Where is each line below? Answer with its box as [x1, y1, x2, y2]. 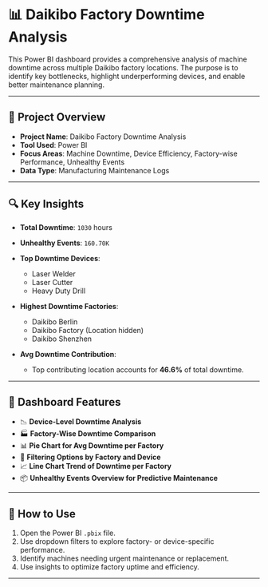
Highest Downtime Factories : [19, 301, 119, 311]
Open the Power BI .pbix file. [19, 528, 116, 538]
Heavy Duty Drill [31, 286, 86, 295]
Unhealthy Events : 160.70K [19, 238, 110, 248]
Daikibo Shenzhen [31, 334, 93, 343]
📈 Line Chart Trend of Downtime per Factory [19, 462, 172, 471]
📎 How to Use [8, 507, 76, 521]
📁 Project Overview [8, 110, 106, 124]
